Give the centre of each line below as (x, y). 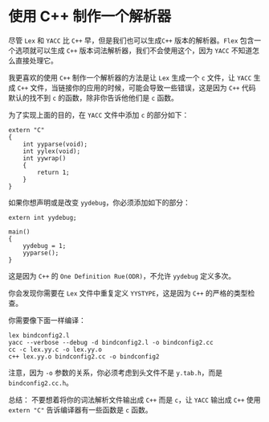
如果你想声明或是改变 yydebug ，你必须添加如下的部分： (100, 202)
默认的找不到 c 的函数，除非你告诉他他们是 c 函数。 (94, 97)
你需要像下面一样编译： (47, 320)
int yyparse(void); (55, 144)
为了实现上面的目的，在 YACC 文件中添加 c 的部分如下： (99, 114)
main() (19, 232)
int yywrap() (45, 158)
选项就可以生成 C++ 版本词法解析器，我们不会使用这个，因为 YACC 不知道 (134, 50)
